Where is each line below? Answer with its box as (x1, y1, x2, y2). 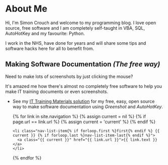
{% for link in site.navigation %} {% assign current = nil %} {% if (12, 113, 146, 119)
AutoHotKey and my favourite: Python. (5, 30, 85, 36)
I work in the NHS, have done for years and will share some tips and (5, 40, 146, 46)
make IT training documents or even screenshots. (5, 89, 108, 95)
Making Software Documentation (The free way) (5, 60, 160, 68)
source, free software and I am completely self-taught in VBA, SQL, (5, 25, 145, 31)
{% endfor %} (12, 154, 42, 161)
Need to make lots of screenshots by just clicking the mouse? (5, 73, 133, 79)
